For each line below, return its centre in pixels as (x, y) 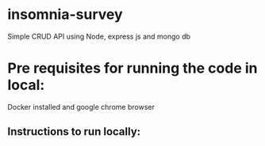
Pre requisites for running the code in (132, 68)
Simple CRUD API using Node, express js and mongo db (99, 36)
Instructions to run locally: (74, 132)
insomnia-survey (65, 15)
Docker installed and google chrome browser (81, 107)
